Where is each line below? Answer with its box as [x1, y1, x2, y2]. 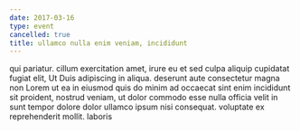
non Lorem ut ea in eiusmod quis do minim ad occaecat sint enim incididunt [9, 82, 291, 93]
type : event [9, 22, 54, 31]
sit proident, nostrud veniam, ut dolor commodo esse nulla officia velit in [9, 92, 278, 103]
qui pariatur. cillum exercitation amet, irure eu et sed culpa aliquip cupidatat [9, 63, 290, 74]
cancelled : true [9, 30, 70, 39]
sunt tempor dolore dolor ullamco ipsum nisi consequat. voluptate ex [9, 101, 265, 113]
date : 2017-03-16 [9, 13, 75, 23]
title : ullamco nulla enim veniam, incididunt [9, 38, 188, 48]
